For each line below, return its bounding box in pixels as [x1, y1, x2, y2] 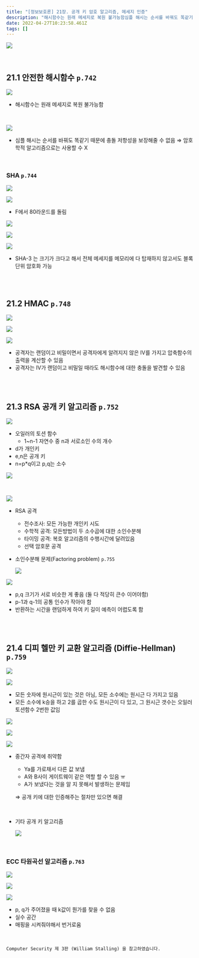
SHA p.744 [6, 171, 37, 180]
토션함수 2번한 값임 [14, 706, 61, 713]
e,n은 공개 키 [14, 452, 46, 460]
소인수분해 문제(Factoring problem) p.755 [14, 555, 115, 562]
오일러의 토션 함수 [14, 430, 57, 437]
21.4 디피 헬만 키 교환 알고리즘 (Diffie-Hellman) [6, 643, 176, 654]
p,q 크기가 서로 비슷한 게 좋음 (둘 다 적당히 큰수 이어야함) [14, 590, 148, 598]
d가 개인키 [14, 445, 40, 452]
